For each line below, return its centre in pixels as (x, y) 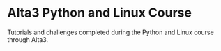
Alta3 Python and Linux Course (99, 13)
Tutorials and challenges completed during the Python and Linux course (110, 32)
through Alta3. (28, 39)
